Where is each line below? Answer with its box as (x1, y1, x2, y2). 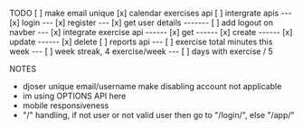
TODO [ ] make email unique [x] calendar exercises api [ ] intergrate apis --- (9, 8, 292, 18)
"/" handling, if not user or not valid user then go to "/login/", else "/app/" (22, 110, 296, 120)
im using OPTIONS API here (22, 90, 127, 101)
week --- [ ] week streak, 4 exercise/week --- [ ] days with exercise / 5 (9, 46, 273, 57)
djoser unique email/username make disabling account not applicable (22, 81, 282, 91)
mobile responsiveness (22, 100, 109, 111)
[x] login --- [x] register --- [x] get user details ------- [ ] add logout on (9, 17, 274, 28)
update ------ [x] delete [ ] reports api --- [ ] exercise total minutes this (9, 36, 273, 47)
